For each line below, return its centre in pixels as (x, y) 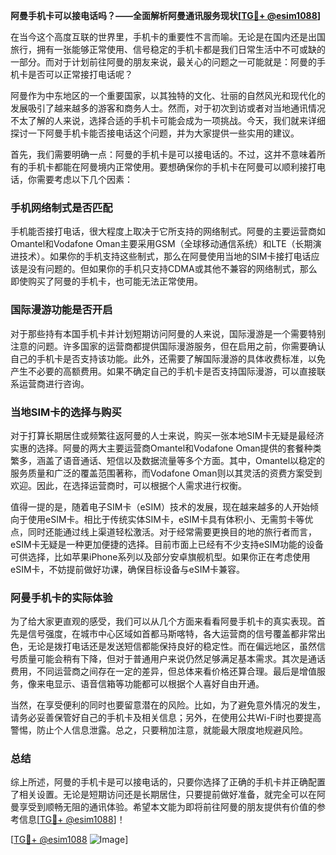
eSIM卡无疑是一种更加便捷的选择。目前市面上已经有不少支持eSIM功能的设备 (167, 544)
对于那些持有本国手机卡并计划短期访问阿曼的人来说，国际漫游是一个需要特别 (168, 333)
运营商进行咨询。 (54, 383)
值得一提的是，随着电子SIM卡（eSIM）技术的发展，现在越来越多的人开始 (160, 506)
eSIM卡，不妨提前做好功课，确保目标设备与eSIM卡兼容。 (128, 569)
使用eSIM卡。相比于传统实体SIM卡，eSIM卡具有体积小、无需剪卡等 (166, 519)
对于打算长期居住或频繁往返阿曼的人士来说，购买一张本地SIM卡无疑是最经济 (167, 435)
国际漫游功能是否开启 (61, 310)
